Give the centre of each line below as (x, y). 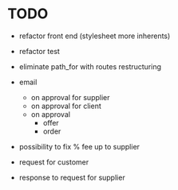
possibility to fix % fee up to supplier (79, 146)
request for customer (54, 162)
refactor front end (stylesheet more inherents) (95, 36)
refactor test (40, 51)
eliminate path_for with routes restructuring (90, 66)
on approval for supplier (70, 97)
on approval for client (66, 106)
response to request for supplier (72, 177)
